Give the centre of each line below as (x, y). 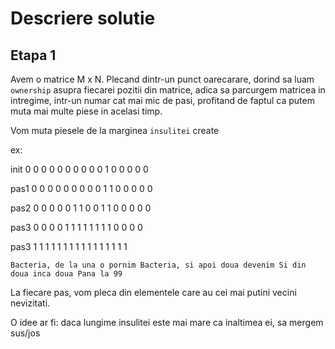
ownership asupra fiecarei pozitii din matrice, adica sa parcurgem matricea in (168, 90)
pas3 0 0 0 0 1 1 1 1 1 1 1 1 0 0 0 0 (76, 227)
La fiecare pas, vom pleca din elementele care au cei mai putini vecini (153, 292)
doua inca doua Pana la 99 (66, 274)
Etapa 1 (33, 55)
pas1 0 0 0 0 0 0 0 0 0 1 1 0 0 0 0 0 (81, 188)
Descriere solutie (83, 18)
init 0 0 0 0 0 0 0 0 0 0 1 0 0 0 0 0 (79, 169)
